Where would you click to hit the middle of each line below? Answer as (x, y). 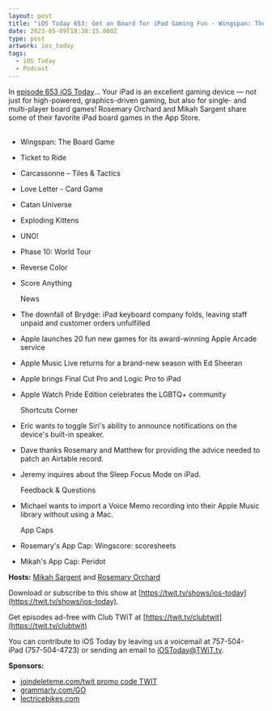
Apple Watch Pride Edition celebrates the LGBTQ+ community (123, 394)
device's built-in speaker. (62, 434)
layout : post (30, 16)
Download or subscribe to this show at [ (75, 593)
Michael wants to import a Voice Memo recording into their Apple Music (140, 505)
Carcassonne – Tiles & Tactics (70, 173)
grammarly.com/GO (53, 690)
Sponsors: (26, 666)
